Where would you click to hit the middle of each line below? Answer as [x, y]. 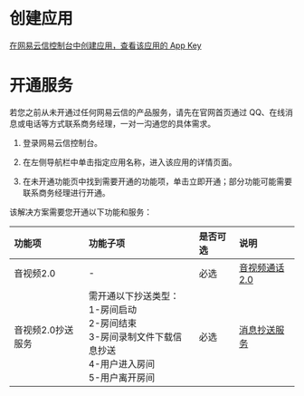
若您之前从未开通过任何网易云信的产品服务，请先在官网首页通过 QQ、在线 [147, 112]
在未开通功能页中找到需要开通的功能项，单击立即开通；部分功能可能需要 [157, 181]
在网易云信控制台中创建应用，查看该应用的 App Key [105, 45]
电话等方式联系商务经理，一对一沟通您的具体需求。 [120, 123]
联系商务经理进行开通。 [66, 192]
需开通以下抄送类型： [134, 295]
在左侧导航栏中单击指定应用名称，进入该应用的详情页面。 [129, 162]
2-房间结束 [113, 323]
